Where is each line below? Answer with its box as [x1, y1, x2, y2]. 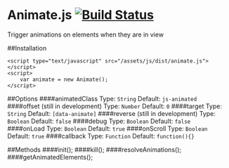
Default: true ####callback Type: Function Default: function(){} [7, 131, 195, 140]
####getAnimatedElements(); [7, 153, 93, 161]
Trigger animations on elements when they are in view [7, 30, 164, 39]
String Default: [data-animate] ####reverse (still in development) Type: [7, 109, 216, 117]
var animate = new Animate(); [20, 76, 109, 83]
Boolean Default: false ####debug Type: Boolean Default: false [7, 117, 191, 125]
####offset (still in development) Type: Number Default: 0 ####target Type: [7, 102, 223, 110]
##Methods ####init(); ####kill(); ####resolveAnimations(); [7, 145, 181, 154]
